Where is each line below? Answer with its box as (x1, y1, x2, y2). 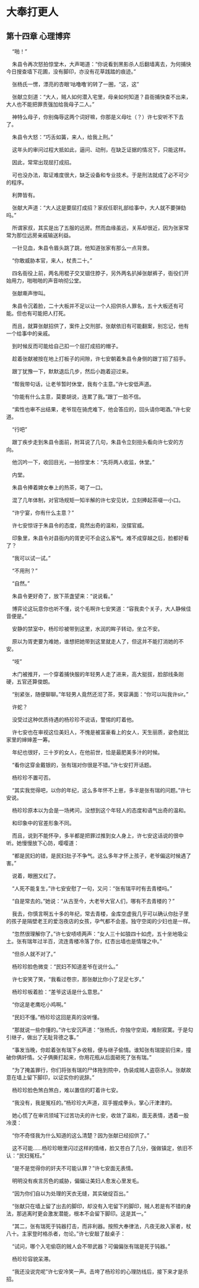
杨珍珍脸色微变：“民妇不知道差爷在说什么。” (11, 963, 119, 970)
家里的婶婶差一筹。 (6, 736, 53, 743)
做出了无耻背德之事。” (26, 1034, 79, 1040)
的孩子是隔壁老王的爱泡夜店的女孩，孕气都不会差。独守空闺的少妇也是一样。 (6, 918, 194, 924)
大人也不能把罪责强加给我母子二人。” (6, 101, 95, 108)
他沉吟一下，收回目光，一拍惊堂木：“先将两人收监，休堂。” (11, 459, 155, 465)
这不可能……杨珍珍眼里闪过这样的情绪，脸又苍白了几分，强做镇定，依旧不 (11, 1145, 193, 1152)
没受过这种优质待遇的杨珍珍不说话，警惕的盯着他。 (11, 716, 137, 723)
